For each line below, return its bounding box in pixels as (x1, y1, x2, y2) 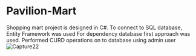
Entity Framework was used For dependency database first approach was (6, 30, 191, 37)
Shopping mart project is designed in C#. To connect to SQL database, (6, 24, 183, 31)
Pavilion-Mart (6, 4, 77, 18)
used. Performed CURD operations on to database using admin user (6, 36, 177, 43)
